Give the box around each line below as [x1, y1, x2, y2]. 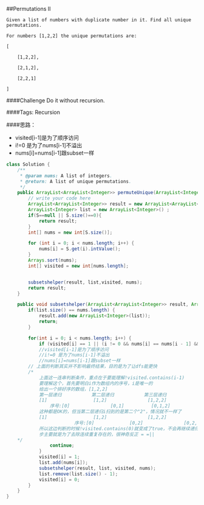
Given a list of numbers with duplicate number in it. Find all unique [6, 17, 191, 23]
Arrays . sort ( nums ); [28, 257, 78, 263]
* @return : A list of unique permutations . [19, 178, 132, 184]
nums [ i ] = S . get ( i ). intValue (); [38, 246, 121, 252]
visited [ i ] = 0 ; [38, 476, 80, 482]
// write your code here [28, 195, 91, 201]
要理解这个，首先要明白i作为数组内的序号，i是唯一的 [38, 380, 153, 386]
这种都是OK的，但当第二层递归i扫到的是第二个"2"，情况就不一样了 [38, 409, 182, 415]
